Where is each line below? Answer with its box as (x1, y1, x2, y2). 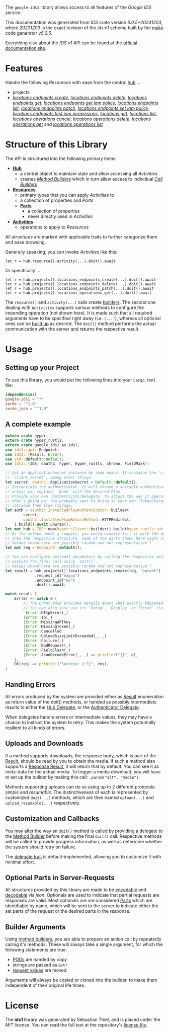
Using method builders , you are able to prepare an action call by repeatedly (5, 936, 162, 942)
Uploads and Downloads (5, 739, 83, 748)
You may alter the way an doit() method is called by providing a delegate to (5, 828, 163, 834)
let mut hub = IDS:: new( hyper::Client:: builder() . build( (5, 526, 127, 531)
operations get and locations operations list (12, 121, 103, 127)
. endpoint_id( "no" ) (34, 578, 75, 583)
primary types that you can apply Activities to (20, 192, 115, 198)
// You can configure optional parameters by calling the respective (5, 554, 154, 560)
